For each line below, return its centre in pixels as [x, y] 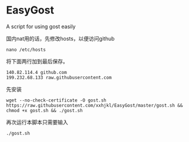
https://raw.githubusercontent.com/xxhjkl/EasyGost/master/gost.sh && [94, 105]
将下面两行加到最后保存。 [37, 61]
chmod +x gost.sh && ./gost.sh [44, 110]
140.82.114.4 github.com [37, 72]
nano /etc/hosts [26, 50]
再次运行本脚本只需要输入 [37, 122]
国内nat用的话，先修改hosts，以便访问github [60, 38]
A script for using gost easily [41, 26]
